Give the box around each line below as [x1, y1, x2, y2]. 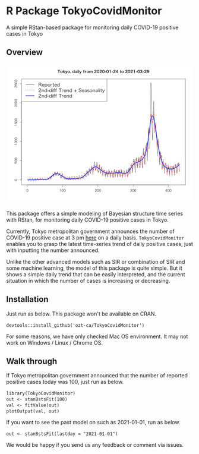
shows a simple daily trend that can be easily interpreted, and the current [6, 270, 185, 278]
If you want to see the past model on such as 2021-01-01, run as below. [6, 419, 181, 426]
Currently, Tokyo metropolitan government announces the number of [6, 228, 175, 235]
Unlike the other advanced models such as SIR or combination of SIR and [6, 258, 185, 265]
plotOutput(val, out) [6, 408, 60, 414]
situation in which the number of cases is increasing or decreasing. [6, 277, 170, 284]
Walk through [6, 356, 58, 366]
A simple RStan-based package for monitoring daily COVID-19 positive [6, 24, 179, 31]
